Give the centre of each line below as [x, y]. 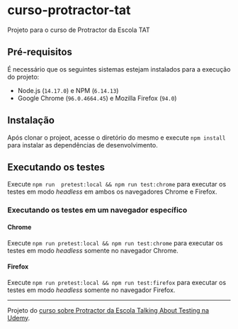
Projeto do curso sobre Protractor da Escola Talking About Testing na [108, 310]
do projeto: [23, 77]
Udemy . [19, 318]
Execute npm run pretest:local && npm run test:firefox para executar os [117, 282]
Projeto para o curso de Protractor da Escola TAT [79, 30]
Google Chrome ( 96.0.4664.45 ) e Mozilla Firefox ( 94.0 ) [97, 98]
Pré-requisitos [40, 52]
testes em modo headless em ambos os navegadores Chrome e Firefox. [112, 192]
